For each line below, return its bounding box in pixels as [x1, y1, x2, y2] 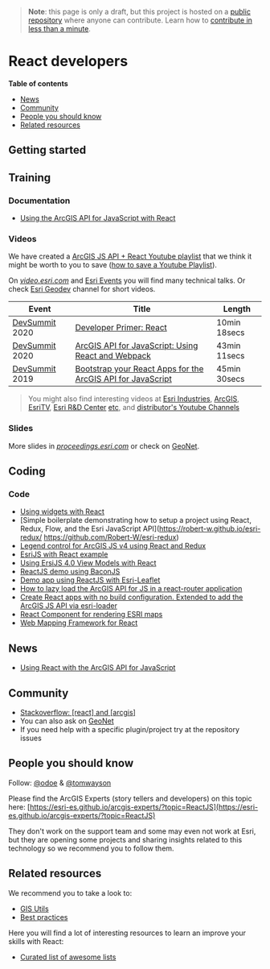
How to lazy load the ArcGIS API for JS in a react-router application [19, 584, 243, 594]
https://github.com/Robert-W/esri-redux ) [43, 532, 179, 542]
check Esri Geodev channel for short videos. [8, 284, 156, 294]
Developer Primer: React [75, 322, 167, 333]
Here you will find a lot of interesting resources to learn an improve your [8, 928, 247, 938]
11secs [216, 350, 245, 362]
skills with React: [8, 936, 64, 946]
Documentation [8, 195, 71, 206]
